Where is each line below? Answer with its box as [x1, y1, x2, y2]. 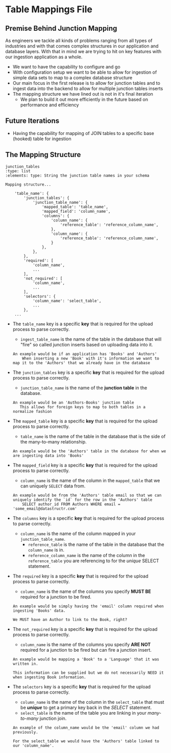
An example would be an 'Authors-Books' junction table [12, 400, 134, 405]
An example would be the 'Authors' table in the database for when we [12, 449, 166, 454]
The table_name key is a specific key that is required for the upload [12, 321, 153, 327]
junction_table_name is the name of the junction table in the [20, 385, 148, 391]
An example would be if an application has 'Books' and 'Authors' [12, 351, 157, 357]
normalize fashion [12, 409, 52, 414]
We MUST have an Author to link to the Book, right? [12, 617, 128, 622]
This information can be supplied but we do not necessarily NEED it [12, 670, 164, 675]
